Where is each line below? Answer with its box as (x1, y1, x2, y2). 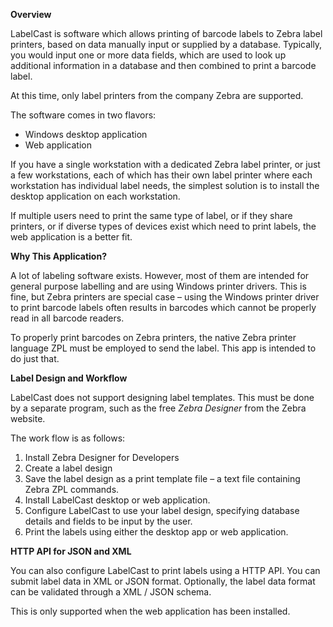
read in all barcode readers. (10, 312, 125, 324)
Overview (10, 9, 52, 20)
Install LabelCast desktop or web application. (24, 494, 211, 506)
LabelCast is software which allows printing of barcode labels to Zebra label (10, 28, 323, 39)
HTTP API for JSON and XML (10, 545, 132, 557)
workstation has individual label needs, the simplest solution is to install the (10, 180, 320, 191)
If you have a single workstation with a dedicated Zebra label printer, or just (10, 159, 321, 170)
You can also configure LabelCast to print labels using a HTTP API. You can (10, 565, 321, 576)
